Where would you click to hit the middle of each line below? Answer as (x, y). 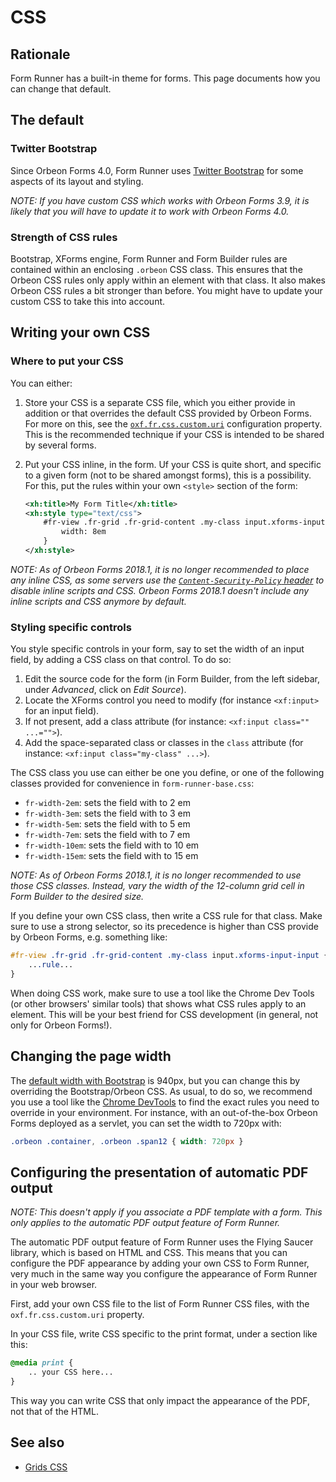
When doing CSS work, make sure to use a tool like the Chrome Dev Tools (162, 993)
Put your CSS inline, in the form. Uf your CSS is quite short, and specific (173, 464)
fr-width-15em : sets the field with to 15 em (111, 856)
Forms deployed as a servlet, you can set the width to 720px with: (146, 1123)
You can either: (41, 383)
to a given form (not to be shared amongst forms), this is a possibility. (168, 475)
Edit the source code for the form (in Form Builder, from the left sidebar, (172, 679)
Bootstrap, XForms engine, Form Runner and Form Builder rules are (149, 258)
